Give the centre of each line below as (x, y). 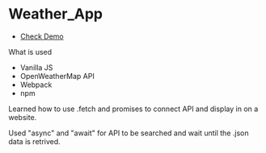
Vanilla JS (36, 67)
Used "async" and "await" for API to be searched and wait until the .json (129, 133)
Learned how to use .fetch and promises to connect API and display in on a (133, 109)
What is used (30, 52)
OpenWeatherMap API (57, 76)
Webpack (36, 85)
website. (23, 117)
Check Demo (42, 36)
